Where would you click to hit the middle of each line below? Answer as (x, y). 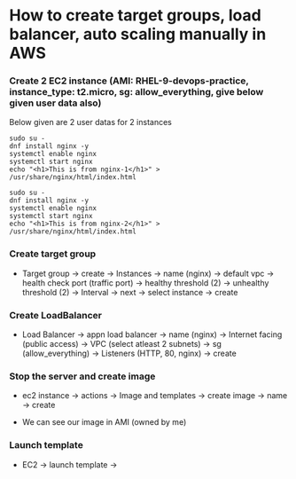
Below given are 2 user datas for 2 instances (91, 122)
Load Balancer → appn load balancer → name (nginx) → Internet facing (152, 334)
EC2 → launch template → (70, 464)
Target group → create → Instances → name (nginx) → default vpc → (148, 273)
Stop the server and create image (82, 376)
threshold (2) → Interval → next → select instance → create (130, 292)
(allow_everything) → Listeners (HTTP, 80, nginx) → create (129, 353)
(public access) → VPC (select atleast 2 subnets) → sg (121, 344)
